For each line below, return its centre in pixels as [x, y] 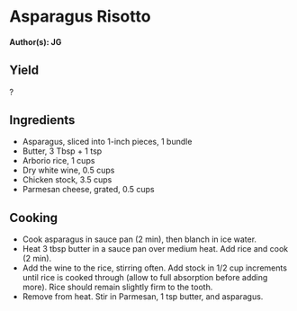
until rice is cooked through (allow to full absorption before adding [145, 278]
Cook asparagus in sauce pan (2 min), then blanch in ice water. [139, 239]
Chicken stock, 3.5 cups [67, 180]
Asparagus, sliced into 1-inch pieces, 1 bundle [107, 142]
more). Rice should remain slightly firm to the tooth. [117, 287]
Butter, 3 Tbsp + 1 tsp [62, 151]
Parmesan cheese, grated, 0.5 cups [88, 190]
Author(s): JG [36, 41]
